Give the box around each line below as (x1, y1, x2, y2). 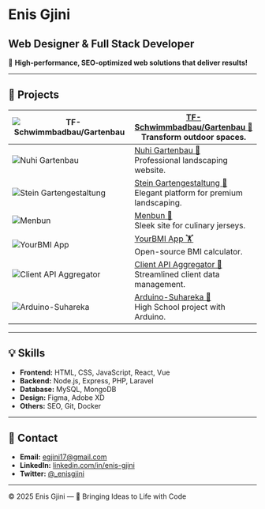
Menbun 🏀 (134, 209, 173, 221)
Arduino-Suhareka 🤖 (134, 291, 211, 302)
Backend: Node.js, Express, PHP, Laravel (19, 375, 154, 385)
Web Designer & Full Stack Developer (8, 37, 195, 51)
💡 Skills (8, 346, 46, 360)
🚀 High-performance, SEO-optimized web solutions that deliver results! (8, 58, 248, 67)
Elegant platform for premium (134, 187, 243, 198)
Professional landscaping (134, 154, 229, 165)
